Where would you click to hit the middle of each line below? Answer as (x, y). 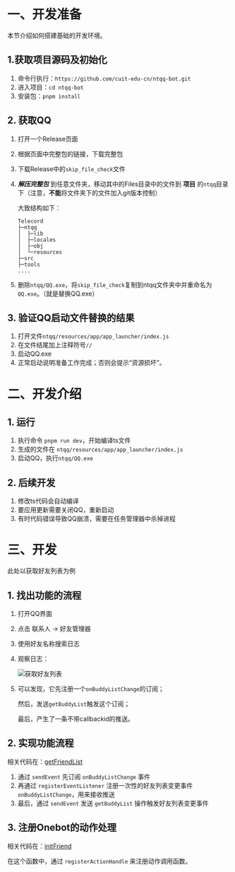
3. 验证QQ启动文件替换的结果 (71, 318)
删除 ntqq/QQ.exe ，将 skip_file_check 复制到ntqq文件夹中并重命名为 (115, 284)
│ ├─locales (37, 240)
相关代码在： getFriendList (45, 762)
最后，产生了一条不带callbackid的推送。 (76, 719)
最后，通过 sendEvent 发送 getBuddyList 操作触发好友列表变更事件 (113, 803)
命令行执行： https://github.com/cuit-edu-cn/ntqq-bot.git (104, 78)
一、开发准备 (45, 14)
